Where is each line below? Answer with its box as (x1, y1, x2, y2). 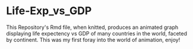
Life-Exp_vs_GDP (6, 4, 92, 18)
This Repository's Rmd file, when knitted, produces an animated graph (6, 24, 179, 31)
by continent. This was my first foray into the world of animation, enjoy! (6, 36, 181, 43)
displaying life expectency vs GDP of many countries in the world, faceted (6, 30, 187, 37)
